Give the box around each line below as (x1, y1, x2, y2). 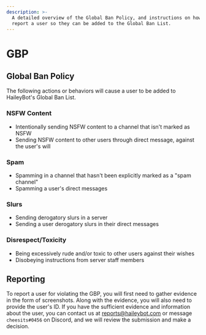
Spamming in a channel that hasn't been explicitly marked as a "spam (15, 171, 191, 179)
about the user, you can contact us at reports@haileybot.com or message (6, 310, 193, 317)
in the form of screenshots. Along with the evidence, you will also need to (6, 296, 192, 304)
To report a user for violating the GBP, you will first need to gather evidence (6, 290, 197, 298)
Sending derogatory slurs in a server (15, 214, 108, 221)
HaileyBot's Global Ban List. (6, 94, 77, 101)
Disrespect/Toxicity (6, 236, 67, 244)
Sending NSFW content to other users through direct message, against (15, 136, 195, 143)
